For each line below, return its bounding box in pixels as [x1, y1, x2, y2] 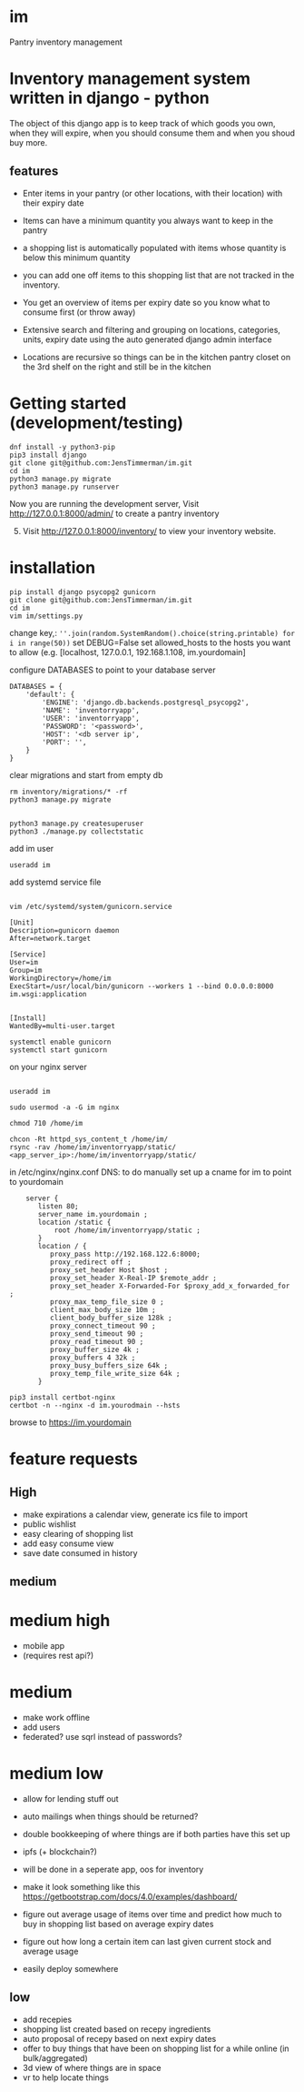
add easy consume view [22, 1538, 114, 1549]
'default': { [25, 690, 75, 699]
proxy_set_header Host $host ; [49, 1265, 169, 1275]
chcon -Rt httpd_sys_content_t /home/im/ [9, 1135, 169, 1144]
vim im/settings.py [9, 611, 83, 621]
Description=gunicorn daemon [9, 925, 120, 935]
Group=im [9, 965, 43, 975]
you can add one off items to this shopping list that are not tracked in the [22, 269, 295, 280]
